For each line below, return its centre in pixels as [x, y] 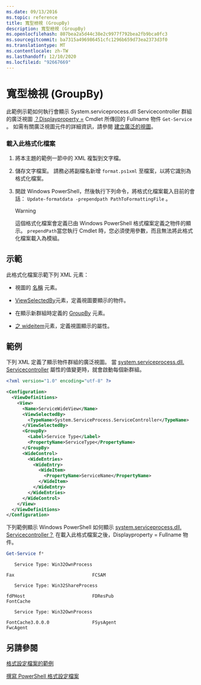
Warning [25, 211]
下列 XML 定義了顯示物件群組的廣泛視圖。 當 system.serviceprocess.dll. [95, 362]
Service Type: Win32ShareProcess [56, 586]
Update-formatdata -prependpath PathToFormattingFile [95, 199]
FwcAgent [17, 628]
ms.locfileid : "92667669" [38, 62]
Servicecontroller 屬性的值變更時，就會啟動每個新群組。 [76, 370]
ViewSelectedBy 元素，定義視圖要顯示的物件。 [72, 300]
